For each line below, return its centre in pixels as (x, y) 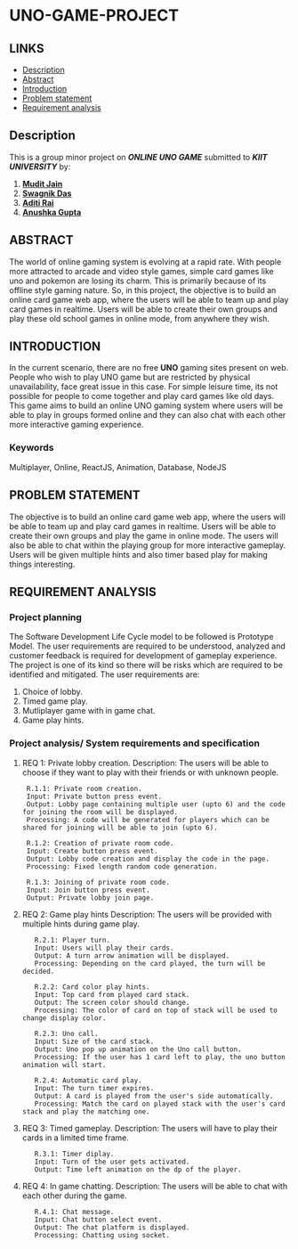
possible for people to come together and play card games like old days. (141, 396)
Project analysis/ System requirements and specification (135, 743)
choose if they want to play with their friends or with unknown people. (150, 772)
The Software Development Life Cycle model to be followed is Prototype (141, 637)
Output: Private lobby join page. (90, 898)
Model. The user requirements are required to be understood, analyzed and (148, 646)
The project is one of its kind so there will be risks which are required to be (146, 665)
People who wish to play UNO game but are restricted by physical (130, 377)
